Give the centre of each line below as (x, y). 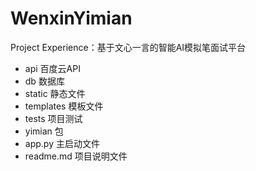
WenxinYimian (71, 18)
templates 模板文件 (64, 106)
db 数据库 (44, 81)
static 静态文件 (55, 93)
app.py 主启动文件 (62, 143)
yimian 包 (44, 131)
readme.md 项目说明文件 (76, 156)
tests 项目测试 (53, 118)
